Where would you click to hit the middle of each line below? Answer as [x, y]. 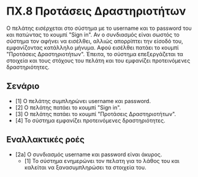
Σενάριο [23, 86]
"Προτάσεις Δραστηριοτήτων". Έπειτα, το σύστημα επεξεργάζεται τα [95, 54]
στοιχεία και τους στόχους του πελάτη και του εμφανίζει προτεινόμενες [98, 60]
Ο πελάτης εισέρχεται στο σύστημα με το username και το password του [99, 28]
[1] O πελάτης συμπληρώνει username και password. [83, 101]
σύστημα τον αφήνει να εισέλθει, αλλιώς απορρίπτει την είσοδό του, [95, 41]
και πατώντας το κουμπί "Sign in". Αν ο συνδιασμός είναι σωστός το [93, 34]
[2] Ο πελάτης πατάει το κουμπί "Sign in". [68, 107]
